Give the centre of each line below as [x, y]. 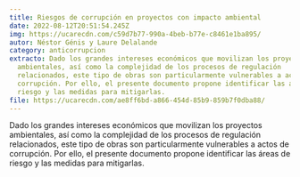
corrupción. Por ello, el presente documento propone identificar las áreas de [150, 154]
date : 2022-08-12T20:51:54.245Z [69, 26]
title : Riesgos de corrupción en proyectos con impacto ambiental [135, 17]
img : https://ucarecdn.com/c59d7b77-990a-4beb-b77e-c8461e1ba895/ [135, 34]
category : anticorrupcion [57, 51]
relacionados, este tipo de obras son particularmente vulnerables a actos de [150, 144]
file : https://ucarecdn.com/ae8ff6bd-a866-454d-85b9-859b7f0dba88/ [137, 100]
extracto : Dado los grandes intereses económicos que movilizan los [139, 59]
